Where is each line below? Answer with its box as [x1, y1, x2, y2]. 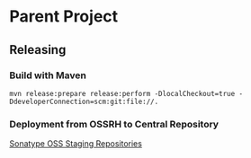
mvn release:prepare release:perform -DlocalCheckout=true [9, 89, 236, 98]
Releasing [9, 42, 67, 57]
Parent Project [9, 6, 119, 27]
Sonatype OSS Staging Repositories [9, 138, 142, 149]
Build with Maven [9, 69, 87, 82]
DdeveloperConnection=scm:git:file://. [9, 97, 159, 106]
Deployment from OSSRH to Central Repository [9, 118, 219, 130]
